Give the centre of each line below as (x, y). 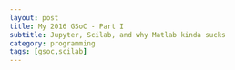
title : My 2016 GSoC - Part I (67, 26)
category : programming (52, 43)
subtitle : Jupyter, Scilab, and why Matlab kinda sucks (117, 35)
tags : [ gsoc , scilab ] (49, 52)
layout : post (34, 18)
